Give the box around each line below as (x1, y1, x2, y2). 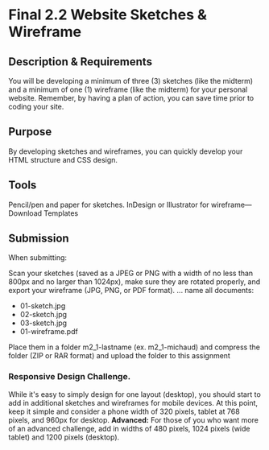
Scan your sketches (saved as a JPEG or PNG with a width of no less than (8, 268, 254, 279)
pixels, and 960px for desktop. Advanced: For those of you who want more (8, 415, 259, 424)
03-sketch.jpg (19, 318, 67, 328)
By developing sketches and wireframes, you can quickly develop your (8, 147, 243, 156)
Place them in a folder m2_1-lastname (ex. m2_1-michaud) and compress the (8, 342, 260, 352)
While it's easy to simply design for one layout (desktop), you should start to (8, 389, 262, 399)
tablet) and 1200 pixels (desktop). (8, 432, 120, 442)
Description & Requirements (8, 55, 153, 68)
